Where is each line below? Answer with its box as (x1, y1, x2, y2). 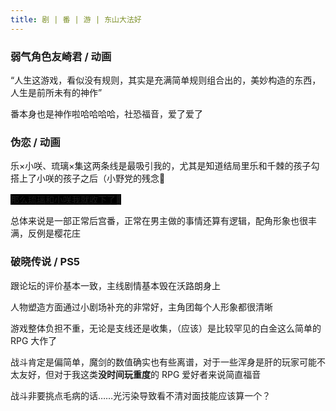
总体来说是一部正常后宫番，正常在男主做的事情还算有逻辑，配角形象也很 (10, 215, 308, 227)
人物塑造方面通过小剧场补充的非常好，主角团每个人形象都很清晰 (10, 301, 273, 313)
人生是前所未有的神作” (10, 86, 103, 98)
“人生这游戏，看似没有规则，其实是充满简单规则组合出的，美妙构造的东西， (10, 74, 322, 86)
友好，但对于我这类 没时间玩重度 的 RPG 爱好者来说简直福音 (18, 368, 262, 380)
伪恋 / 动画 (10, 135, 61, 149)
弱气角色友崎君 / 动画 (10, 49, 112, 63)
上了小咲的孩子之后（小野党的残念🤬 (18, 172, 166, 185)
